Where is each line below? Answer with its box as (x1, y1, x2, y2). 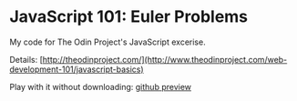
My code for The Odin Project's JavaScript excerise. (9, 36, 207, 47)
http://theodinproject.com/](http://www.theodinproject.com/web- (42, 54, 288, 65)
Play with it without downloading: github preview (9, 81, 192, 92)
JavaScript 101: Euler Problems (9, 6, 249, 27)
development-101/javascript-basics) (9, 64, 144, 75)
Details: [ (9, 54, 44, 65)
